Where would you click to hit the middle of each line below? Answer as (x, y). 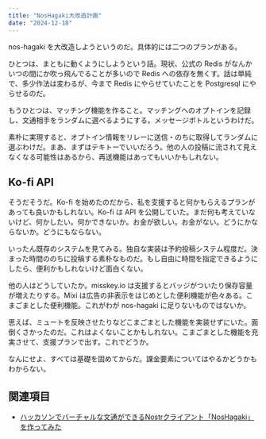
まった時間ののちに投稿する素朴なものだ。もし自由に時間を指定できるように (133, 259)
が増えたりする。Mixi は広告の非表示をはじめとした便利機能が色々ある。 (127, 295)
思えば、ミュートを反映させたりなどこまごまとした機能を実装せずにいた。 (130, 322)
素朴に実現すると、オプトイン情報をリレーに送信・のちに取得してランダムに (133, 137)
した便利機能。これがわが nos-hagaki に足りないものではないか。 (143, 306)
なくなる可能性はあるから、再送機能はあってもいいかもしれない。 (116, 156)
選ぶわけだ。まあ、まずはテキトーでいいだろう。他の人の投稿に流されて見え (133, 147)
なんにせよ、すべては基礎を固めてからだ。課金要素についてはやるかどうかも (133, 359)
